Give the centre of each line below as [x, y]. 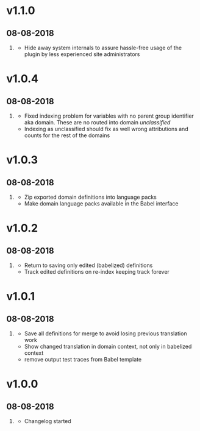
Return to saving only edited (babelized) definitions [88, 265]
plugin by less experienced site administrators [82, 54]
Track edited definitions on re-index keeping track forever [97, 272]
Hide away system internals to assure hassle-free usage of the [103, 48]
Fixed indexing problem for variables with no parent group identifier [109, 116]
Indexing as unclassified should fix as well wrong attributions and [106, 129]
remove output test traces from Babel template [83, 359]
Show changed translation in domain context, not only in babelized [108, 346]
